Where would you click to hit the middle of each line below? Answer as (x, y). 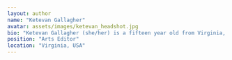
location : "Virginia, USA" (46, 46)
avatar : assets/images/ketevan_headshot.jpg (73, 26)
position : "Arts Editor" (43, 39)
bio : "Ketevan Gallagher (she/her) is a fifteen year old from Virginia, (117, 33)
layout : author (29, 13)
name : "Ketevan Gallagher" (46, 20)
